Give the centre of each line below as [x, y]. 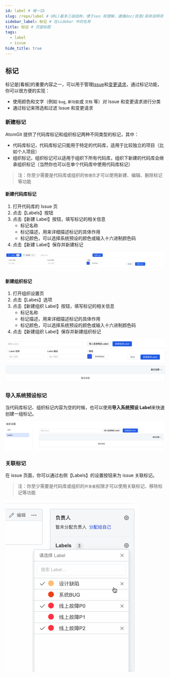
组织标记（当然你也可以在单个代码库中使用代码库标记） [75, 164]
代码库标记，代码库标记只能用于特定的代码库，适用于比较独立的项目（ [86, 145]
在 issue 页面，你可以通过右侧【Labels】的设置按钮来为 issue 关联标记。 [81, 475]
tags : [11, 32]
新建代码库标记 [21, 194]
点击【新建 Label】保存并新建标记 [48, 245]
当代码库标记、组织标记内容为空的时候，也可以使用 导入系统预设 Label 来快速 [85, 407]
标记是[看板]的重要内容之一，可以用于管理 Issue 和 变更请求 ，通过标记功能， [84, 84]
